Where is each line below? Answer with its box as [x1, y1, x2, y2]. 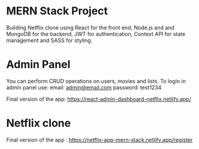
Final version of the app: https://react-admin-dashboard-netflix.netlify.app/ [6, 95, 191, 102]
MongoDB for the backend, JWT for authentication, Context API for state [6, 30, 186, 37]
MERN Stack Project [6, 4, 108, 18]
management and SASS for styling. [6, 37, 93, 44]
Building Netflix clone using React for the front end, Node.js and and [6, 24, 175, 31]
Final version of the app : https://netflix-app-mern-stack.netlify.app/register [6, 136, 193, 143]
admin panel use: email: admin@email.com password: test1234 [6, 84, 162, 91]
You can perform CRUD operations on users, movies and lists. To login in [6, 77, 186, 84]
